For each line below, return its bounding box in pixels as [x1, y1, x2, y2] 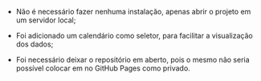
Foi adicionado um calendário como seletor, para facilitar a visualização [15, 31, 253, 40]
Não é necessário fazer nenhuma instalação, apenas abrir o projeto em [15, 7, 251, 16]
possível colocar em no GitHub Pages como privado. [15, 63, 190, 73]
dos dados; [15, 39, 54, 49]
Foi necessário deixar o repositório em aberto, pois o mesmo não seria [15, 55, 251, 64]
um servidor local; [15, 15, 76, 25]
